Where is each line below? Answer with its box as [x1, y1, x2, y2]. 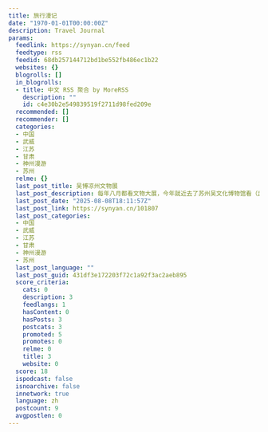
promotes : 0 [22, 338, 62, 346]
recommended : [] [15, 108, 69, 116]
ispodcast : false [15, 375, 73, 383]
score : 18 [15, 367, 48, 375]
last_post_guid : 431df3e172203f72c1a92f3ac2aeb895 [15, 271, 187, 279]
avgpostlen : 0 [15, 412, 62, 420]
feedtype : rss [15, 49, 62, 57]
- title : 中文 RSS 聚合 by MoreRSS [15, 85, 129, 94]
